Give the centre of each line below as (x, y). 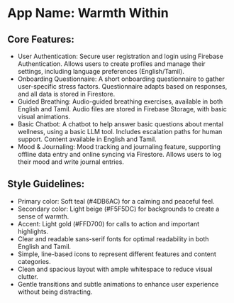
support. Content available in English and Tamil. (87, 139)
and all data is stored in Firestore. (66, 94)
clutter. (28, 276)
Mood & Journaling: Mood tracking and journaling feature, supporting (119, 147)
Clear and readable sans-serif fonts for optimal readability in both (113, 238)
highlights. (33, 231)
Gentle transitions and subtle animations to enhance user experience (118, 284)
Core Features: (41, 39)
